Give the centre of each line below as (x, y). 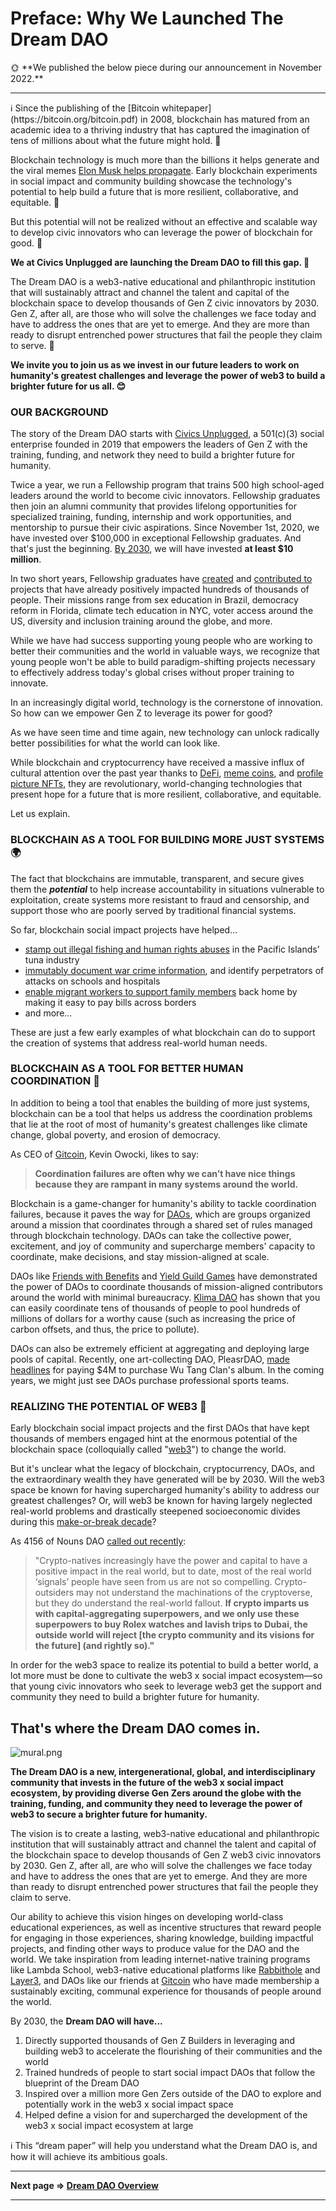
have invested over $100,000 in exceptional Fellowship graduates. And (156, 538)
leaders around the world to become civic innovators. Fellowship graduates (165, 496)
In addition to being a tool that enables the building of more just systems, (160, 1103)
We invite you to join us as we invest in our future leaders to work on (155, 364)
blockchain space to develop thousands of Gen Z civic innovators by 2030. (165, 303)
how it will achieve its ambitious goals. (89, 2156)
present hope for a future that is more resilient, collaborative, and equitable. (166, 794)
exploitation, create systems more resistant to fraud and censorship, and (160, 899)
